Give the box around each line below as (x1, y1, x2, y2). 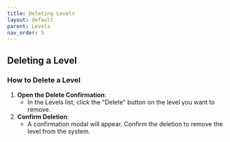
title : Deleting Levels (7, 10, 76, 17)
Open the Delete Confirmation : (16, 91, 106, 99)
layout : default (7, 16, 54, 23)
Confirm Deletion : (16, 113, 69, 121)
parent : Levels (7, 23, 51, 29)
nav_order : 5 (7, 29, 45, 36)
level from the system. (27, 127, 91, 135)
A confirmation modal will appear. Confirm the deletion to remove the (27, 119, 223, 128)
